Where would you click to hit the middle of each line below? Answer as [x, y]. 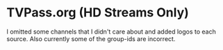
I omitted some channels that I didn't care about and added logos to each [111, 32]
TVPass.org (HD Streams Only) [98, 13]
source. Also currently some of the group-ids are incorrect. [91, 38]
